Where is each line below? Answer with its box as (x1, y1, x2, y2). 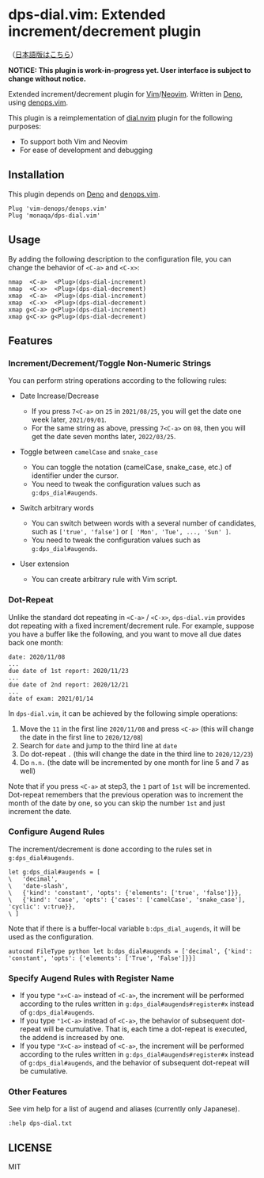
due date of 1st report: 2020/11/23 (8, 667, 129, 675)
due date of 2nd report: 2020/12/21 (8, 680, 129, 689)
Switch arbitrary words (19, 503, 95, 513)
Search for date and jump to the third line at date (19, 740, 178, 750)
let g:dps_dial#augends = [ (8, 868, 101, 876)
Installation (8, 168, 65, 182)
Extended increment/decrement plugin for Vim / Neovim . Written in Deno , (8, 89, 243, 98)
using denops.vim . (8, 98, 69, 107)
